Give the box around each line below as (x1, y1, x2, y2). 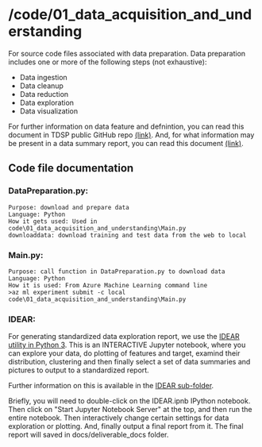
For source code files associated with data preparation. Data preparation (8, 48, 246, 58)
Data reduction (19, 89, 69, 98)
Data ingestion (19, 72, 67, 82)
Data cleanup (19, 81, 64, 91)
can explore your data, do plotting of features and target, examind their (8, 349, 241, 358)
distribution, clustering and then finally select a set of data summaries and (8, 357, 251, 367)
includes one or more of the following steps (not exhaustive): (8, 57, 207, 67)
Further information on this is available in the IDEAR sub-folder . (8, 381, 214, 391)
